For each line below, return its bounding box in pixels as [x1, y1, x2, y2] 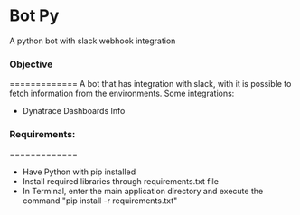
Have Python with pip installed [22, 166, 136, 177]
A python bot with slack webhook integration [9, 35, 176, 46]
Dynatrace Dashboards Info [22, 106, 126, 117]
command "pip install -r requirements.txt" [22, 195, 178, 206]
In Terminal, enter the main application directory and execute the [22, 185, 264, 196]
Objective [9, 58, 53, 70]
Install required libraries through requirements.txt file [22, 175, 220, 186]
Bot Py [9, 5, 60, 26]
